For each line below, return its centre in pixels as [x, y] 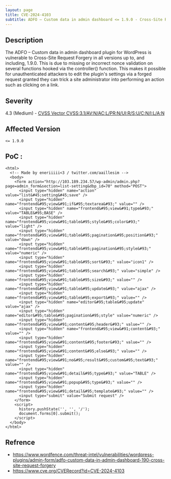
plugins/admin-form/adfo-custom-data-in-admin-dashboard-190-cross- [89, 460]
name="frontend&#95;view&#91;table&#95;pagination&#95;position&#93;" [82, 235]
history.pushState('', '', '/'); [54, 409]
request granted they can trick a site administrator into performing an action [85, 79]
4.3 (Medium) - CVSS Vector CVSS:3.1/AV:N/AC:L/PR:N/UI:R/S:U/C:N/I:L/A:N [85, 113]
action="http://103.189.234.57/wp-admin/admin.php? [84, 181]
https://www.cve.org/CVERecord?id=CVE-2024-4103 [68, 471]
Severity [19, 101]
